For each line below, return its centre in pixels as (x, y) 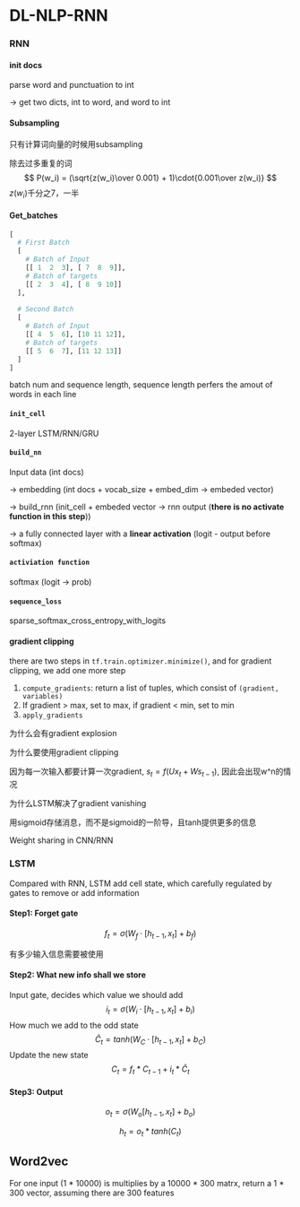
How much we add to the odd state (74, 1025)
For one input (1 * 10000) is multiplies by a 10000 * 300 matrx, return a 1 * (147, 1183)
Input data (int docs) (47, 472)
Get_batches (34, 215)
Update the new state (49, 1055)
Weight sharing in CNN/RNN (61, 840)
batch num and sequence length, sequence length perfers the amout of (141, 385)
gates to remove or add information (75, 892)
